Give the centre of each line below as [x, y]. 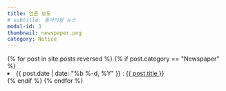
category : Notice [32, 39]
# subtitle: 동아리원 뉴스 [41, 20]
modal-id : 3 [24, 26]
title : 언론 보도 [29, 13]
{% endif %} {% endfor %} [45, 81]
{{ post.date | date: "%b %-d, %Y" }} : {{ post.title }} [90, 74]
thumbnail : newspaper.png [44, 33]
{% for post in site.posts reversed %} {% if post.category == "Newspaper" [113, 59]
